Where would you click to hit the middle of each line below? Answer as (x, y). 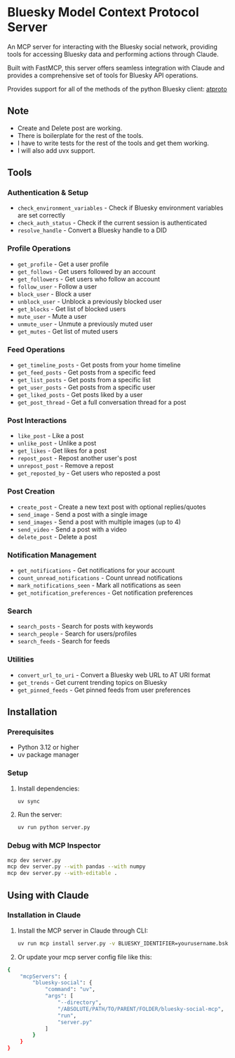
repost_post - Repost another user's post (77, 458)
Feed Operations (36, 349)
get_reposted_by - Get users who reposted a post (89, 473)
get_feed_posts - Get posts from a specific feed (86, 372)
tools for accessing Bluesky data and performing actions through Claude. (113, 54)
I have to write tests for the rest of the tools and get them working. (113, 143)
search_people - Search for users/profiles (77, 634)
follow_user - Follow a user (57, 286)
